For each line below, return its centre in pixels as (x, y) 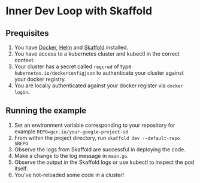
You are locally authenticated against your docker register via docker (99, 86)
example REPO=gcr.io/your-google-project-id (71, 131)
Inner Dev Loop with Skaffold (79, 11)
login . (22, 92)
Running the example (46, 111)
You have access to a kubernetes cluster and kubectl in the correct (97, 54)
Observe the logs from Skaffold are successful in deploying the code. (100, 149)
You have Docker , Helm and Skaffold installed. (71, 47)
